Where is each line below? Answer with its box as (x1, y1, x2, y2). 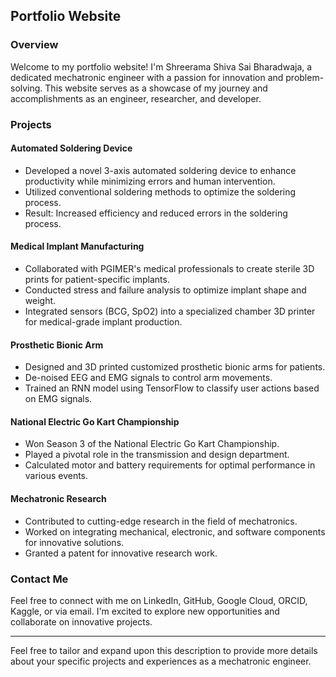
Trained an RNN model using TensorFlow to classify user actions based (24, 382, 320, 394)
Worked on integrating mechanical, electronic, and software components (24, 525, 326, 538)
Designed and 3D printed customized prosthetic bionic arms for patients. (24, 361, 326, 373)
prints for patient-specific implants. (24, 274, 170, 286)
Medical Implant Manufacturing (10, 240, 145, 253)
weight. (24, 295, 57, 307)
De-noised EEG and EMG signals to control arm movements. (24, 372, 273, 384)
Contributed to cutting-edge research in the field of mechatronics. (24, 515, 298, 527)
